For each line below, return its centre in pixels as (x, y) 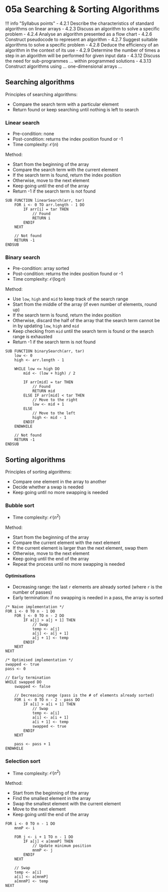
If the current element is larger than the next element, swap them (80, 548)
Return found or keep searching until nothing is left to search (76, 109)
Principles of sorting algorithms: (38, 472)
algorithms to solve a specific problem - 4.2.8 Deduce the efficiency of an (82, 44)
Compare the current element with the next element (66, 543)
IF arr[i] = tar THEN (46, 209)
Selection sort (23, 761)
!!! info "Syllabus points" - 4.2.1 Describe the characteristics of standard (80, 23)
